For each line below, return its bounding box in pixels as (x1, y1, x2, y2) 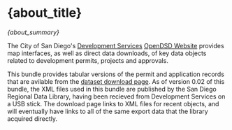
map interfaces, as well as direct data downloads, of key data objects (7, 49, 207, 57)
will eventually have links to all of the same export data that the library (7, 107, 208, 115)
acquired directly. (7, 114, 58, 123)
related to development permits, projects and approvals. (7, 56, 169, 64)
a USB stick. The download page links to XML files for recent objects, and (7, 99, 219, 108)
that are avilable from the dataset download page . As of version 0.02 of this (7, 77, 225, 85)
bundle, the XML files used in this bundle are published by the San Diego (7, 85, 217, 93)
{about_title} (7, 5, 82, 21)
